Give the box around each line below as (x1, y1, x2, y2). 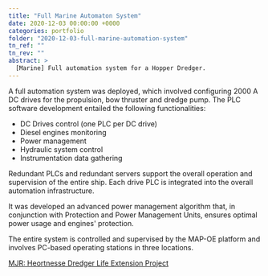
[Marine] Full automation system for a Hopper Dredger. (15, 64, 206, 72)
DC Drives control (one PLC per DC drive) (19, 118, 158, 129)
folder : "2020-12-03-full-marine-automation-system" (8, 34, 189, 43)
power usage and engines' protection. (8, 218, 134, 228)
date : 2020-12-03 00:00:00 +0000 (8, 19, 120, 27)
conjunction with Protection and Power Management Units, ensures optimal (8, 210, 258, 220)
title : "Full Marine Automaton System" (8, 11, 142, 20)
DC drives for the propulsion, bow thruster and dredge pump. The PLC (8, 94, 241, 105)
